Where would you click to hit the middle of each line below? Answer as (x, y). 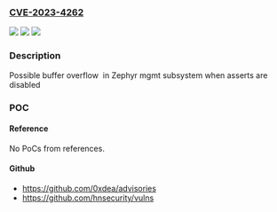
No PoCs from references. (57, 148)
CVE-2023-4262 (47, 12)
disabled (25, 84)
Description (35, 56)
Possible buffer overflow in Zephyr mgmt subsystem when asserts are (138, 75)
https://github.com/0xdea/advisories (89, 188)
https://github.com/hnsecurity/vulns (88, 198)
